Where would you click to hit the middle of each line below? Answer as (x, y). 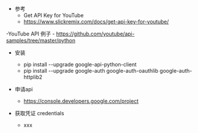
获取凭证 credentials (39, 113)
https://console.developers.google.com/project (81, 101)
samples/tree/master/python (41, 40)
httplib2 (33, 77)
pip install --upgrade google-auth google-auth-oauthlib (91, 71)
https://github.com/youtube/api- (95, 34)
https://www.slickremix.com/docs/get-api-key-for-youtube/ (96, 22)
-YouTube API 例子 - (30, 34)
